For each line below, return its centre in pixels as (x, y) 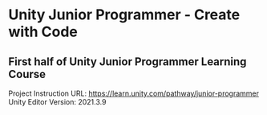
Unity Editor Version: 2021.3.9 (57, 102)
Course (27, 74)
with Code (43, 32)
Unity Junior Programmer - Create (124, 15)
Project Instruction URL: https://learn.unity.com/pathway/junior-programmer (133, 93)
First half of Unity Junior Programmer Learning (127, 62)
